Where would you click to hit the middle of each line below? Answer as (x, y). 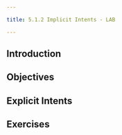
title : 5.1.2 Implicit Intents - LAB (61, 19)
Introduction (34, 54)
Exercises (28, 124)
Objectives (31, 77)
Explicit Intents (40, 101)
